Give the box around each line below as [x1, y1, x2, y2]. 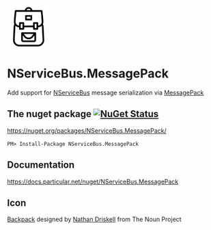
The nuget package [7, 108, 92, 120]
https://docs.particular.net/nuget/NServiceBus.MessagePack [7, 177, 179, 186]
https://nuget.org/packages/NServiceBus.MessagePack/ [7, 126, 167, 135]
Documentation [7, 159, 75, 171]
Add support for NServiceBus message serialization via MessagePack [7, 88, 204, 97]
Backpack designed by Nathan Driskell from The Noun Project [7, 215, 182, 224]
